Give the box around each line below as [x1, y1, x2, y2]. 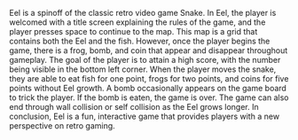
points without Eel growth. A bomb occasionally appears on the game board [9, 83, 286, 93]
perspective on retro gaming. [9, 121, 115, 131]
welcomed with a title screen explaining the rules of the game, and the [9, 17, 266, 27]
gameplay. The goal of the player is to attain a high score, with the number [9, 55, 281, 65]
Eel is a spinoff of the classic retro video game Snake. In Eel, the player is [9, 8, 277, 18]
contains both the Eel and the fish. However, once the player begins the [9, 35, 271, 46]
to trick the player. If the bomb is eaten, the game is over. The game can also [9, 92, 289, 103]
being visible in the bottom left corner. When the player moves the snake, [9, 64, 277, 74]
